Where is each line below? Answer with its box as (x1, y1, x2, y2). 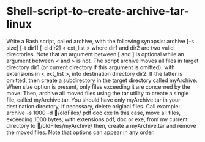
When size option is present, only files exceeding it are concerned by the (6, 83, 191, 90)
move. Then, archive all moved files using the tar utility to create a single (6, 89, 189, 97)
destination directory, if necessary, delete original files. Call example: (6, 102, 181, 110)
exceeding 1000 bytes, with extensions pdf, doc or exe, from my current (6, 115, 188, 123)
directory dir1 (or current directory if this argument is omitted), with (6, 63, 176, 71)
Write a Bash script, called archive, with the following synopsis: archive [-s (6, 37, 195, 45)
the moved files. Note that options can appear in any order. (6, 129, 155, 136)
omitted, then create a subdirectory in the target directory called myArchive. (6, 77, 198, 84)
